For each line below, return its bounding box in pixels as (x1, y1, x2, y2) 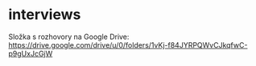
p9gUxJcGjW (8, 49, 53, 58)
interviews (8, 6, 81, 24)
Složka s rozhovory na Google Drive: (8, 32, 130, 41)
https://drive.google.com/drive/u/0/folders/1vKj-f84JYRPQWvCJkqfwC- (8, 40, 248, 49)
